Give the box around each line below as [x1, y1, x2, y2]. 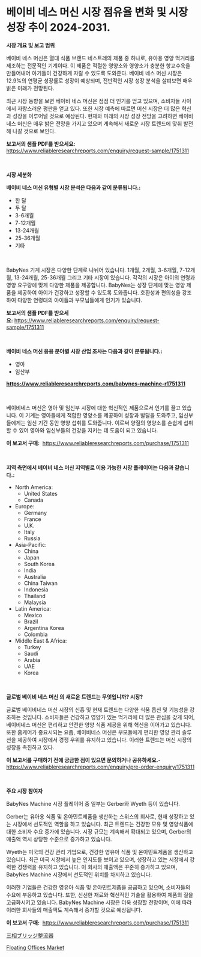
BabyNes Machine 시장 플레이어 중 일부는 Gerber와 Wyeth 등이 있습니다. [6, 800, 180, 807]
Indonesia [23, 585, 49, 593]
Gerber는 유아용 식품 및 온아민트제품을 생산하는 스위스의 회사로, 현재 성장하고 [6, 812, 188, 820]
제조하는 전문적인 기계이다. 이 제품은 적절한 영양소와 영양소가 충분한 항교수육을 [6, 61, 191, 69]
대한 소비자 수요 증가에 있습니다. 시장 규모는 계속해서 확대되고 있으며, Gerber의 [6, 828, 191, 835]
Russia [23, 534, 41, 542]
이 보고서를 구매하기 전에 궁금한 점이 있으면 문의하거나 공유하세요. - [6, 756, 161, 764]
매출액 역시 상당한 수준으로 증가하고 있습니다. [6, 835, 112, 843]
